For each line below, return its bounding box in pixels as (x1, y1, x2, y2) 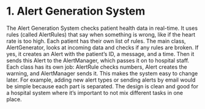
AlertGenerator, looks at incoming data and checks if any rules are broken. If (6, 44, 199, 51)
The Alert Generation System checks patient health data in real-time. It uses (6, 24, 198, 32)
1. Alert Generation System (6, 4, 146, 18)
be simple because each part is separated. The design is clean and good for (6, 82, 199, 90)
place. (6, 96, 23, 103)
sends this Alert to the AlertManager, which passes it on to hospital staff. (6, 57, 190, 64)
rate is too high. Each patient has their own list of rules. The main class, (6, 37, 186, 44)
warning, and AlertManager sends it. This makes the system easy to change (6, 69, 198, 77)
